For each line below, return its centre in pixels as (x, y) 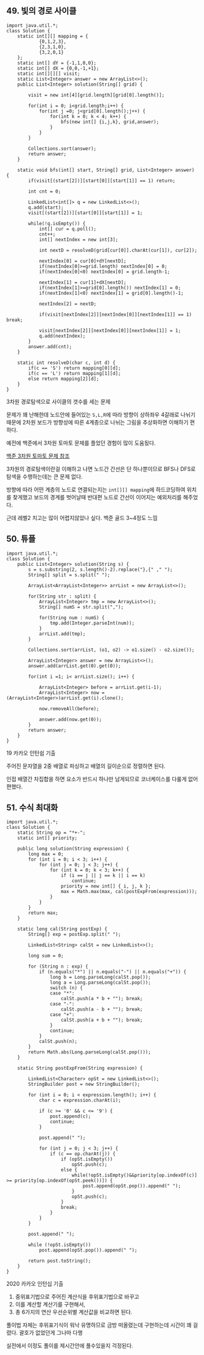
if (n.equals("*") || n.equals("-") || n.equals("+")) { (113, 972)
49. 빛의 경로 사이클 (41, 11)
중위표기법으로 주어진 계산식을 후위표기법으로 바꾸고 (77, 1297)
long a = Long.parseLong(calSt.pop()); (100, 983)
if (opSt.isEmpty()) (87, 1159)
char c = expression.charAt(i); (80, 1101)
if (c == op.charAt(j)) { (83, 1154)
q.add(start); (46, 207)
